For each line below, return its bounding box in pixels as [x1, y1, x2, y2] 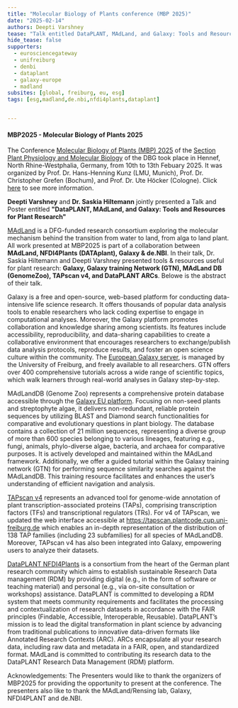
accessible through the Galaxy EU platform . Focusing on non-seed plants [7, 397, 221, 405]
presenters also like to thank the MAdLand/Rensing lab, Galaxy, [7, 687, 193, 695]
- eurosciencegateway [13, 50, 78, 57]
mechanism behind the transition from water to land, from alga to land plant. [7, 234, 229, 242]
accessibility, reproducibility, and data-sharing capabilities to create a [7, 330, 210, 339]
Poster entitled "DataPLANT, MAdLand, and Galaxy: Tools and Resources [7, 205, 226, 213]
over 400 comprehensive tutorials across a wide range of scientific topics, [7, 368, 225, 376]
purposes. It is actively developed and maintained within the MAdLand [7, 449, 212, 458]
